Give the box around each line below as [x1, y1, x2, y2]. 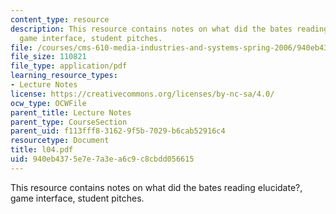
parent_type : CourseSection [10, 117, 128, 127]
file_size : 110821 [10, 52, 87, 62]
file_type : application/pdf [10, 61, 128, 71]
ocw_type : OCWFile [10, 98, 87, 108]
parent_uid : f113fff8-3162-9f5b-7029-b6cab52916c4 [10, 126, 226, 136]
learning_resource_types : [10, 71, 118, 81]
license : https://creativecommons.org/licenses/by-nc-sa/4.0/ [10, 89, 275, 99]
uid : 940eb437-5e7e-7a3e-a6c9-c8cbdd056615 [10, 154, 195, 164]
